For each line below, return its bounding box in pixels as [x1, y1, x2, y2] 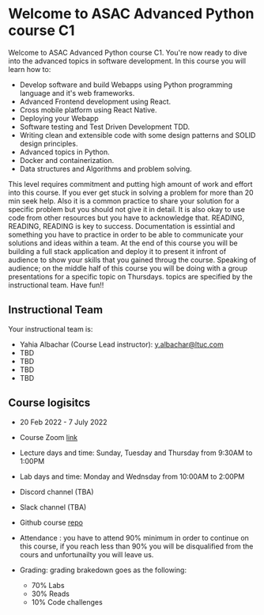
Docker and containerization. [19, 155, 115, 165]
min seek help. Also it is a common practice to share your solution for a [8, 196, 239, 206]
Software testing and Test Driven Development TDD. [19, 122, 190, 131]
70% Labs [31, 580, 65, 590]
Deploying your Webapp [19, 113, 99, 123]
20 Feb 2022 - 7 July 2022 [19, 417, 108, 427]
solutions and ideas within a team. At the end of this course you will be [8, 238, 239, 248]
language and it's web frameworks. [19, 88, 135, 97]
